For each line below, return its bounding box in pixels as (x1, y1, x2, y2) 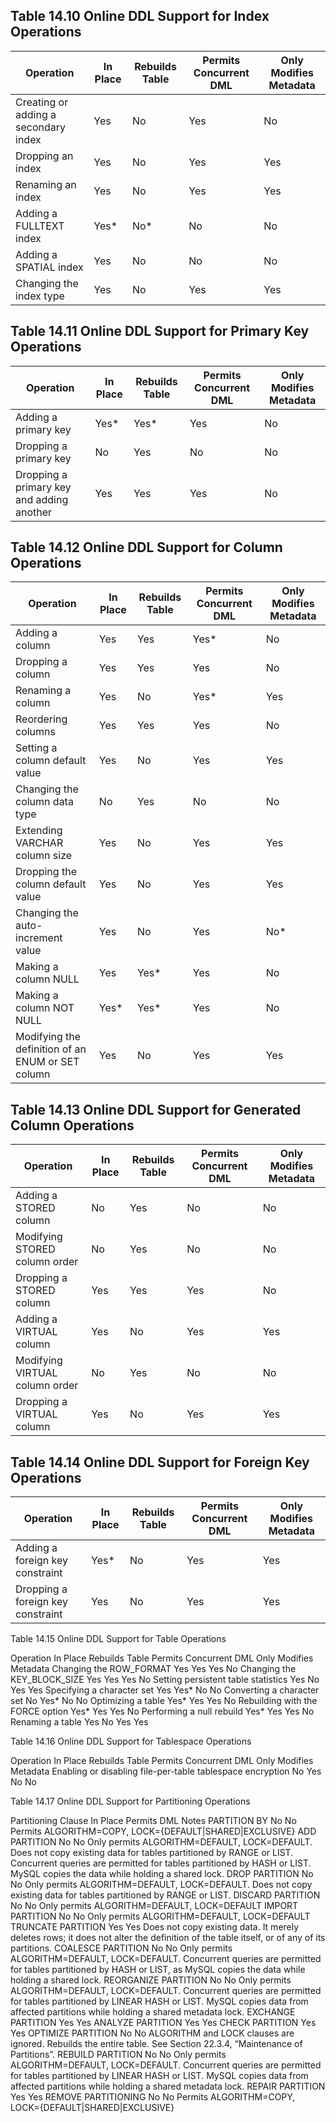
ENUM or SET (15, 1055, 80, 1069)
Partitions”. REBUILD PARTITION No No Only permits (10, 2049, 227, 2061)
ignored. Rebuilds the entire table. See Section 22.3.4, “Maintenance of (10, 2038, 303, 2050)
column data (15, 795, 74, 809)
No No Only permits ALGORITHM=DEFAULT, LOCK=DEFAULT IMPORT (10, 1900, 299, 1912)
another (15, 505, 53, 519)
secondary (15, 120, 67, 134)
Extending (15, 824, 63, 838)
